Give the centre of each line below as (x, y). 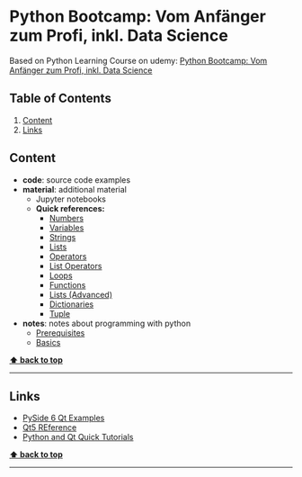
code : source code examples (76, 180)
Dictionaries (71, 304)
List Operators (75, 265)
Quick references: (70, 208)
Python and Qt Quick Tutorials (78, 437)
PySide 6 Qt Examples (63, 418)
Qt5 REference (49, 427)
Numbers (66, 218)
